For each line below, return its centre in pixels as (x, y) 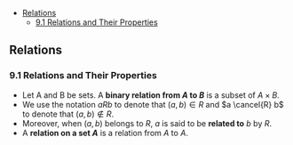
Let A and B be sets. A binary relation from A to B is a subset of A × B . (150, 95)
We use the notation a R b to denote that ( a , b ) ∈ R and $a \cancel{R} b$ (153, 104)
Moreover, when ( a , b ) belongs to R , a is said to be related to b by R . (147, 123)
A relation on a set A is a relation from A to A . (105, 133)
